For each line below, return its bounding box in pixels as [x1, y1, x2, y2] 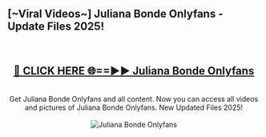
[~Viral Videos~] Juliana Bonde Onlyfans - [7, 7, 224, 21]
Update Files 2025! [7, 20, 105, 34]
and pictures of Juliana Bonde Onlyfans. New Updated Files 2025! [24, 103, 244, 112]
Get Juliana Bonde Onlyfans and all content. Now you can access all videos [9, 94, 259, 103]
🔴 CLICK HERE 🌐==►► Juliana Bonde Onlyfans [13, 64, 255, 78]
